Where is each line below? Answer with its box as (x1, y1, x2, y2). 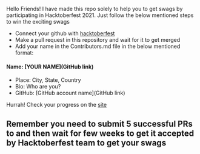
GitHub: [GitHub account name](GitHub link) (15, 89, 125, 96)
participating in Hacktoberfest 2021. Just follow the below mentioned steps (6, 12, 194, 19)
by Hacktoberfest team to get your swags (6, 138, 167, 148)
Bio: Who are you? (15, 83, 61, 90)
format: (15, 49, 34, 56)
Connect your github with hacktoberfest (15, 30, 115, 37)
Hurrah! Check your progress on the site (6, 101, 107, 109)
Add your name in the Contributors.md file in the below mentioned (15, 42, 181, 50)
